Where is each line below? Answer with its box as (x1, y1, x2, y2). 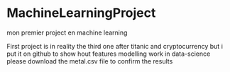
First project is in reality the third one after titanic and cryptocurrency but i (6, 42, 223, 50)
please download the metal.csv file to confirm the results (6, 56, 173, 65)
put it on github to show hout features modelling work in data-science (6, 49, 211, 58)
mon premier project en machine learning (6, 28, 128, 37)
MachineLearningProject (6, 5, 156, 21)
